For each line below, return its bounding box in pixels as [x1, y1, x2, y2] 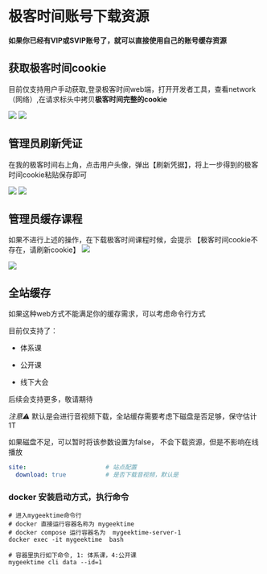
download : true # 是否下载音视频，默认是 [15, 471, 179, 479]
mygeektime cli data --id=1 [8, 559, 103, 567]
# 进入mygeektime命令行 [8, 512, 82, 520]
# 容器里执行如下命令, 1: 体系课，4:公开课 [8, 551, 137, 560]
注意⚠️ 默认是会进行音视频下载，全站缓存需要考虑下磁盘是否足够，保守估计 [8, 411, 257, 421]
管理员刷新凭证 [8, 137, 83, 151]
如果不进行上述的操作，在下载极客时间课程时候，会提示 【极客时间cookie [8, 235, 251, 245]
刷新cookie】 [35, 245, 80, 254]
